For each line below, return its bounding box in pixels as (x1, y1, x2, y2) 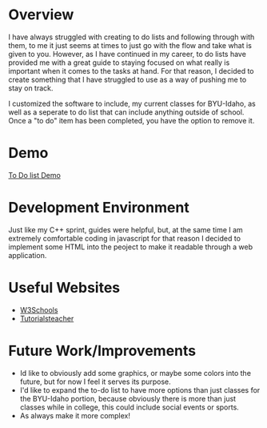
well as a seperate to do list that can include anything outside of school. (8, 107, 245, 117)
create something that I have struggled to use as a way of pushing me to (8, 75, 247, 84)
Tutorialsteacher (19, 313, 74, 323)
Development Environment (8, 199, 189, 217)
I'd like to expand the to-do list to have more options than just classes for (19, 385, 261, 394)
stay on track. (8, 83, 54, 93)
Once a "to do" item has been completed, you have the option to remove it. (8, 115, 255, 125)
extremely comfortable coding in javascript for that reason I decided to (8, 233, 241, 243)
